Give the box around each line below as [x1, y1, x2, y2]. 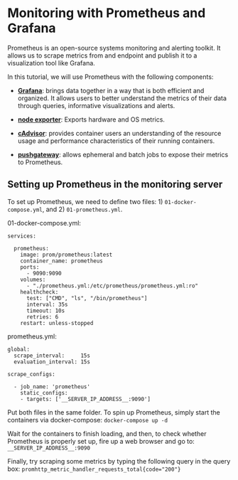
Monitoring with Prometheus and [7, 5, 206, 21]
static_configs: [20, 389, 69, 396]
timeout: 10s [26, 307, 65, 314]
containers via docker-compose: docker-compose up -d [7, 415, 168, 424]
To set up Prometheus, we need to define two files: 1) [7, 197, 163, 206]
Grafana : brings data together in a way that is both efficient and [17, 86, 205, 95]
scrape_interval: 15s [13, 352, 91, 359]
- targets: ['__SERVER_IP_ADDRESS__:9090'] [20, 395, 151, 402]
